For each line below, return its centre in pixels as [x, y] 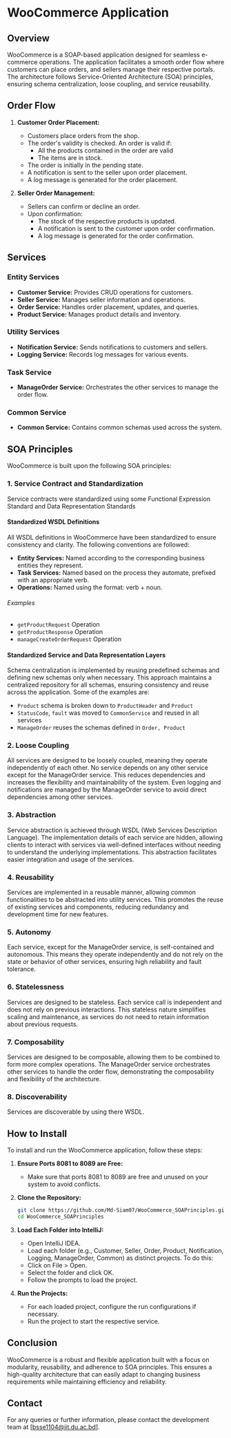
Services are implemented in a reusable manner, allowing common [102, 892]
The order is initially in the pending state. [85, 165]
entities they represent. [50, 565]
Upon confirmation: [55, 214]
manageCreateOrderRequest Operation [69, 639]
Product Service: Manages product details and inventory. [99, 314]
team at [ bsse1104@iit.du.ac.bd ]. [53, 1427]
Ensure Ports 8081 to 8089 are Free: [70, 1163]
